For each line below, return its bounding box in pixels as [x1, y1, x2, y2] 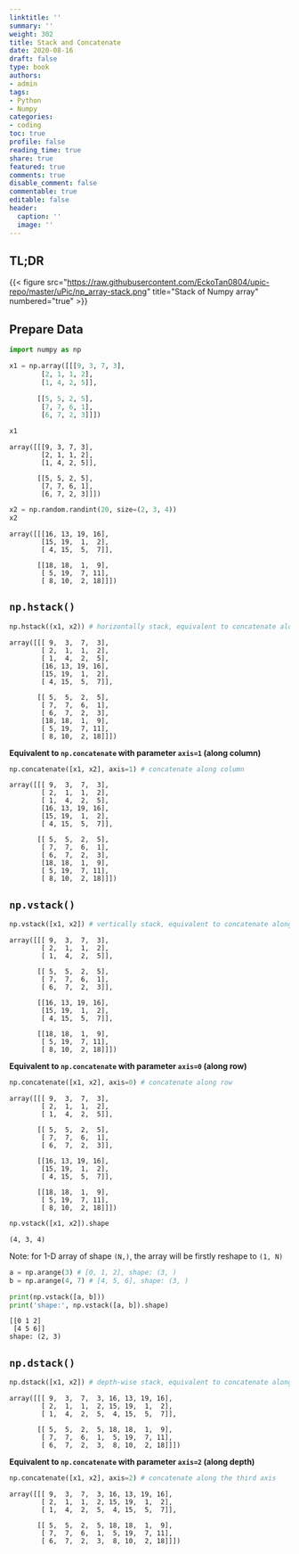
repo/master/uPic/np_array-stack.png [9, 286, 148, 297]
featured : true [9, 162, 66, 171]
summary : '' [9, 21, 53, 30]
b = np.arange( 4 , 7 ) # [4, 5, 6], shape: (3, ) [9, 1276, 190, 1285]
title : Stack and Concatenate [9, 37, 122, 47]
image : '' [17, 220, 53, 229]
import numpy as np [9, 345, 82, 355]
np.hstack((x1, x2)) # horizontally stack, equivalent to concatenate [9, 621, 277, 631]
